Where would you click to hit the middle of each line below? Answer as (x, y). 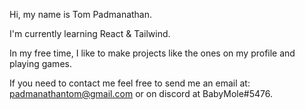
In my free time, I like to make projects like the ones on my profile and (152, 53)
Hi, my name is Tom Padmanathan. (81, 14)
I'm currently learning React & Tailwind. (90, 33)
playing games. (40, 63)
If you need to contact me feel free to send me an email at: (130, 83)
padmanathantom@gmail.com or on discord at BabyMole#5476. (141, 93)
